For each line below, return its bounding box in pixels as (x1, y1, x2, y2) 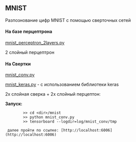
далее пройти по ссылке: (7, 128, 59, 133)
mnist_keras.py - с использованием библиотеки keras (5, 82, 119, 88)
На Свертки (5, 61, 31, 67)
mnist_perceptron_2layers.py (5, 40, 65, 46)
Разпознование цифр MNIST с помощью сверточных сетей (5, 17, 131, 23)
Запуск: (5, 101, 22, 107)
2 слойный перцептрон (5, 49, 55, 55)
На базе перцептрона (5, 28, 52, 34)
